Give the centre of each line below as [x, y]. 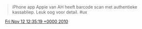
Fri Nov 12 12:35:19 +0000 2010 [36, 22]
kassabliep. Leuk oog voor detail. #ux [50, 12]
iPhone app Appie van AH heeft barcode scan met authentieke [75, 7]
